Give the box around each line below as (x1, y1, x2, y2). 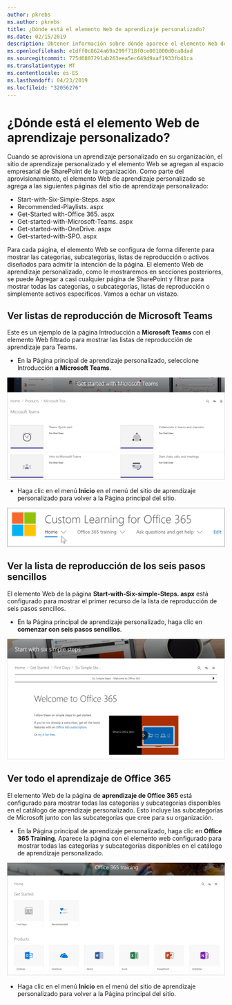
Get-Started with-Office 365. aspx (17, 210, 115, 218)
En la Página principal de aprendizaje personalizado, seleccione (17, 357, 199, 365)
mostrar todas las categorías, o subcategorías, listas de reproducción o (7, 283, 211, 291)
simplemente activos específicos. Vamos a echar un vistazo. (7, 290, 180, 298)
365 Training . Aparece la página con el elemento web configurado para (17, 834, 222, 842)
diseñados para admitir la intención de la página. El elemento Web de (7, 260, 204, 269)
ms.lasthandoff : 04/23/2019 (7, 77, 88, 84)
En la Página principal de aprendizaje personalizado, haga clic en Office (17, 826, 222, 835)
